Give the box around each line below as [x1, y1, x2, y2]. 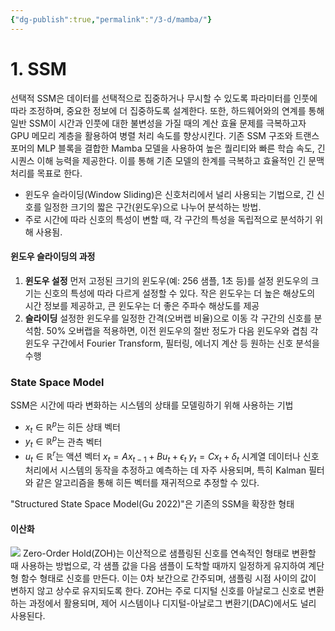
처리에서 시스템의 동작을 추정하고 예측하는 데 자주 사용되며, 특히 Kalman [24, 464, 307, 476]
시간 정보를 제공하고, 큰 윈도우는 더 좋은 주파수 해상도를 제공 [24, 299, 260, 311]
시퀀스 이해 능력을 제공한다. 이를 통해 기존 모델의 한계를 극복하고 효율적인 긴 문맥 [10, 154, 325, 166]
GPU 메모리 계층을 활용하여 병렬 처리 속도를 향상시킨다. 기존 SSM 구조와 [10, 129, 293, 141]
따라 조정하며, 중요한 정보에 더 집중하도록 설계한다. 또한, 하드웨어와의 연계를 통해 [10, 104, 325, 116]
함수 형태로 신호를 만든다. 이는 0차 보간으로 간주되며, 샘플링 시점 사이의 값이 [20, 572, 317, 584]
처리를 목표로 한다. [10, 167, 83, 179]
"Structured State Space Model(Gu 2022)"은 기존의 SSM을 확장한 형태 [10, 498, 295, 510]
